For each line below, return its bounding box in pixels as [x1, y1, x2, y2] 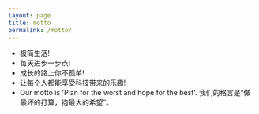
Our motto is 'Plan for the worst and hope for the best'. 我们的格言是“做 [19, 88, 251, 97]
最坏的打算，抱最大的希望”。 [19, 97, 113, 107]
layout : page [8, 11, 51, 20]
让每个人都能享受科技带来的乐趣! [19, 78, 126, 87]
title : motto [8, 19, 51, 27]
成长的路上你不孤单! [19, 68, 84, 78]
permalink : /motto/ [8, 26, 73, 34]
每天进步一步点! [19, 58, 71, 68]
